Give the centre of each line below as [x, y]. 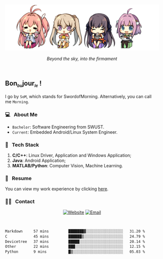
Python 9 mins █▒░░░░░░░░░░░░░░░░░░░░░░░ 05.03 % [75, 252]
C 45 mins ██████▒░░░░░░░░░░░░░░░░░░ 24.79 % [75, 236]
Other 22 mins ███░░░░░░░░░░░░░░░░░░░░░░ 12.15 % [75, 247]
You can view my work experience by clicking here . [57, 189]
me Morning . [17, 101]
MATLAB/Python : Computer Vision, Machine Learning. [68, 166]
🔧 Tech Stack [22, 144]
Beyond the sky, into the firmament [82, 59]
